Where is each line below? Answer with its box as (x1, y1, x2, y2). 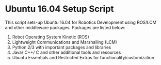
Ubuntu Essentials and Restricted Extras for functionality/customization (12, 54, 154, 60)
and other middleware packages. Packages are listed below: (5, 24, 126, 30)
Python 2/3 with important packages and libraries (12, 44, 112, 50)
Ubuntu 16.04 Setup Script (5, 3, 114, 15)
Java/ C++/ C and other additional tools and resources (12, 49, 121, 55)
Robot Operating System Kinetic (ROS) (12, 34, 90, 40)
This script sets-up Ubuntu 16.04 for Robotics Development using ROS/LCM (5, 19, 157, 25)
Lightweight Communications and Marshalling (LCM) (12, 39, 117, 45)
